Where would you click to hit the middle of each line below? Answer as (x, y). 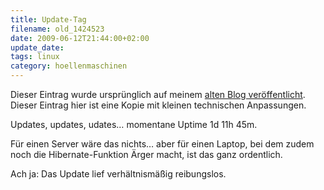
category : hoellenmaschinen (69, 66)
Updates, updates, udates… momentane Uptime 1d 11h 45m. (134, 124)
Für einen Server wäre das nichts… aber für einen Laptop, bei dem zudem (162, 144)
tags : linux (35, 57)
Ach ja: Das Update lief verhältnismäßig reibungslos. (118, 174)
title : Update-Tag (48, 19)
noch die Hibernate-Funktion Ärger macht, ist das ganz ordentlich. (146, 154)
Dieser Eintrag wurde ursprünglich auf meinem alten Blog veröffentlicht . (158, 94)
